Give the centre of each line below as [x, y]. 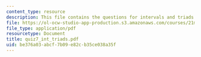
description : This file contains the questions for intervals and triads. [101, 17]
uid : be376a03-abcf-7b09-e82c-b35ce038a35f [61, 45]
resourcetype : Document [36, 34]
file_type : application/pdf [41, 28]
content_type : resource [36, 12]
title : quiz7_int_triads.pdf [42, 39]
